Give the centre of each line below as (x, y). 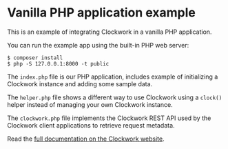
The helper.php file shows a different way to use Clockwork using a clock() (115, 97)
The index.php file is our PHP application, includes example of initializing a (113, 77)
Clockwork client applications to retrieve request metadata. (91, 125)
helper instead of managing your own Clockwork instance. (90, 104)
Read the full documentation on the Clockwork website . (86, 139)
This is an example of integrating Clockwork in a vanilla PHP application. (110, 32)
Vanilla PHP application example (102, 13)
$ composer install (35, 58)
